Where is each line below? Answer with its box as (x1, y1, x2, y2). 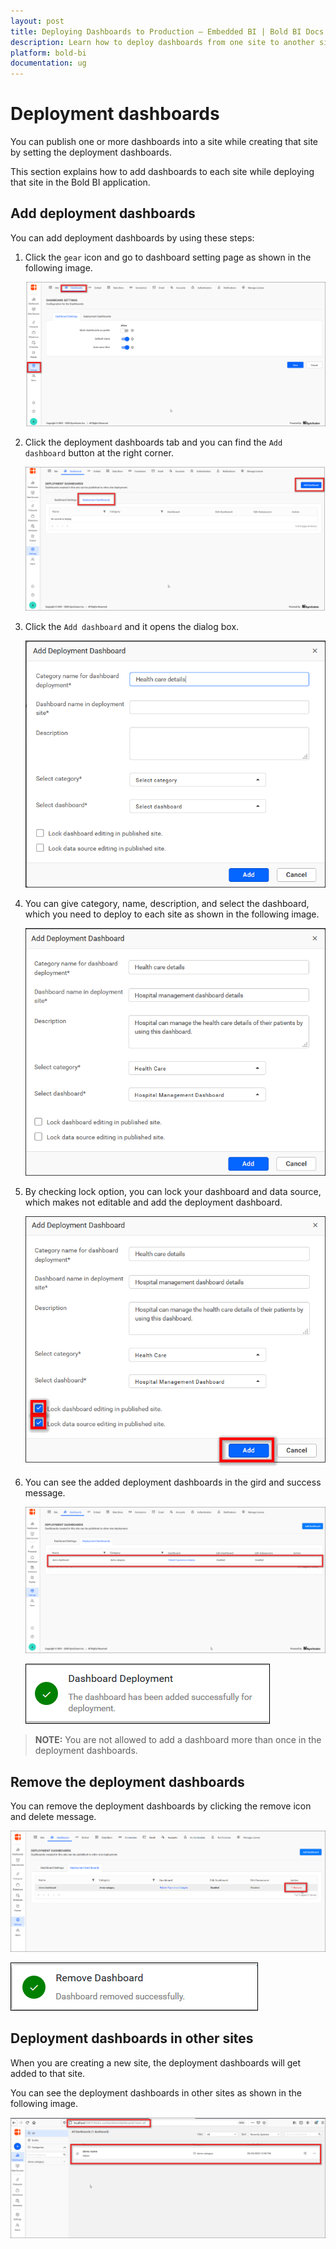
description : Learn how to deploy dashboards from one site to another (10, 37, 315, 47)
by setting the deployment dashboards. (10, 146, 172, 159)
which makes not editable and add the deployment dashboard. (24, 1196, 283, 1208)
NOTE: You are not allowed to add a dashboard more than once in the (34, 1734, 322, 1746)
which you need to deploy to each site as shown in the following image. (24, 908, 320, 920)
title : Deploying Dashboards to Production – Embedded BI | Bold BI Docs (10, 26, 325, 37)
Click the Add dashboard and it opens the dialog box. (24, 620, 240, 632)
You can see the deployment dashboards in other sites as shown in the (10, 2086, 302, 2099)
